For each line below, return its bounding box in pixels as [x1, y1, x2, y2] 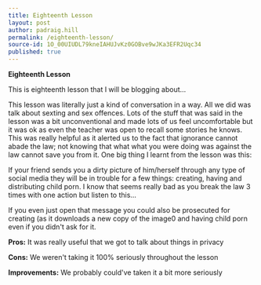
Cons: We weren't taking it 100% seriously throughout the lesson [8, 253, 219, 261]
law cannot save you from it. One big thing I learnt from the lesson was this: [8, 150, 252, 159]
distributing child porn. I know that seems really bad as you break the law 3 [8, 182, 251, 191]
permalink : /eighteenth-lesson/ [8, 33, 114, 42]
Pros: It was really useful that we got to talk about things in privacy [8, 237, 224, 247]
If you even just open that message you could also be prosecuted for [8, 206, 230, 214]
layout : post [8, 19, 51, 27]
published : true [8, 48, 61, 56]
